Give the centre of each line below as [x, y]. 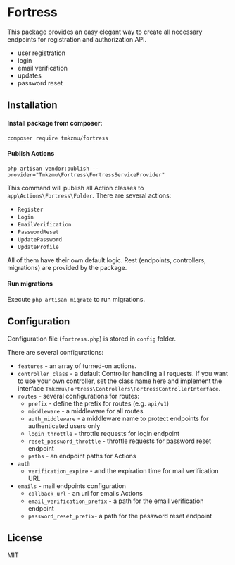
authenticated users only [64, 426]
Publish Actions [31, 154]
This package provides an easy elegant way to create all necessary [105, 32]
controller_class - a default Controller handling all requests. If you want [123, 373]
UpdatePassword [40, 239]
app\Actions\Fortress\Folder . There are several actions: [89, 195]
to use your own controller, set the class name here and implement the [120, 381]
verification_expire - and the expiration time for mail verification [123, 470]
